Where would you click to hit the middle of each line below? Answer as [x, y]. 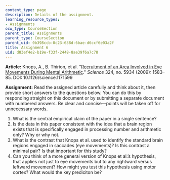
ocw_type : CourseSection [31, 29]
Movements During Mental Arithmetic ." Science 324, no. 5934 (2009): [78, 72]
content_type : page [26, 10]
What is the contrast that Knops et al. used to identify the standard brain [88, 140]
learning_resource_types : [32, 19]
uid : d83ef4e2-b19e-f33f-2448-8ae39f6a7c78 [52, 52]
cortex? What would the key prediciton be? [57, 172]
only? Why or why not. [36, 134]
